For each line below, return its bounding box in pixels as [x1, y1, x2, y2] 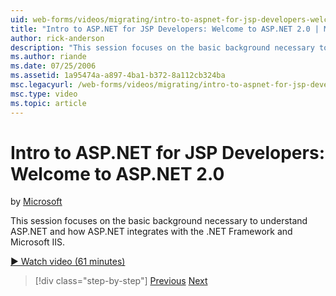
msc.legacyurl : [10, 80, 74, 90]
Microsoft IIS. [10, 236, 66, 248]
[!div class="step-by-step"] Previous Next [34, 275, 208, 287]
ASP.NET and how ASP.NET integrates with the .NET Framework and [10, 226, 293, 238]
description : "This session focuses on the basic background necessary [10, 42, 315, 53]
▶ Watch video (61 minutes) [10, 256, 126, 268]
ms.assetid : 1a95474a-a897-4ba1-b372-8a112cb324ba [10, 71, 226, 81]
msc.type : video [10, 89, 78, 99]
